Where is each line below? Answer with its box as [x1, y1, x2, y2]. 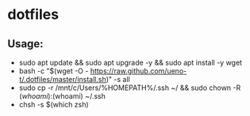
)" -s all [106, 75, 130, 84]
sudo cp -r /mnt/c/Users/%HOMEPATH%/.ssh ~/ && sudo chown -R [18, 83, 241, 92]
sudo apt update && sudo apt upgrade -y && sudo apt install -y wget [18, 58, 243, 67]
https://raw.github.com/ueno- [90, 66, 187, 76]
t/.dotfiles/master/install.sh [18, 75, 106, 84]
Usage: [7, 37, 44, 51]
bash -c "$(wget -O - [18, 66, 89, 76]
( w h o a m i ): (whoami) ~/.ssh [18, 92, 106, 100]
